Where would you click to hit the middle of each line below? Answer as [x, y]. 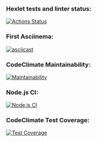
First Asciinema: [30, 37]
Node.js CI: [22, 92]
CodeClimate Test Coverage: [48, 120]
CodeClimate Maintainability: [49, 64]
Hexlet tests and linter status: [49, 9]
